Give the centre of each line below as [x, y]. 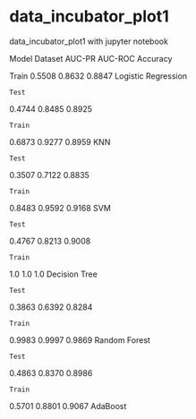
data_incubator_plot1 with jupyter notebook [89, 41]
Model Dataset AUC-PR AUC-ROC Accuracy [91, 58]
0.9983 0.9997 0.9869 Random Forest [80, 340]
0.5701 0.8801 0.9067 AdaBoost [68, 406]
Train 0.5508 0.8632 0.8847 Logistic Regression [98, 76]
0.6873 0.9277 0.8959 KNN [60, 141]
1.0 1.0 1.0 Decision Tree [54, 274]
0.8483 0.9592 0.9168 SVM [60, 208]
